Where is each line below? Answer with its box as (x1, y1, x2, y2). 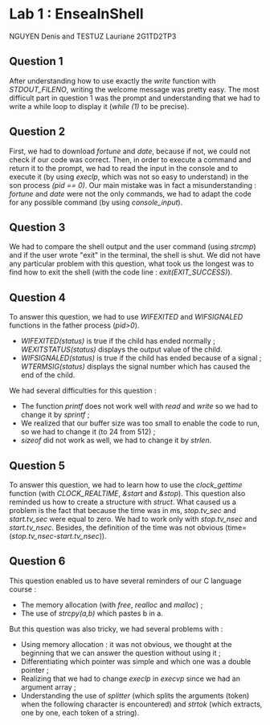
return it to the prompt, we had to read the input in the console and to (9, 163, 239, 173)
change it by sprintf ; (20, 410, 90, 420)
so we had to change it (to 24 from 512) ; (20, 427, 156, 437)
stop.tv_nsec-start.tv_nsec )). (11, 532, 107, 540)
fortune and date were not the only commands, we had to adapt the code (9, 189, 252, 198)
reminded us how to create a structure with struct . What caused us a (9, 497, 236, 507)
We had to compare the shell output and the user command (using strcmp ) (9, 242, 256, 251)
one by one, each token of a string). (20, 707, 140, 717)
